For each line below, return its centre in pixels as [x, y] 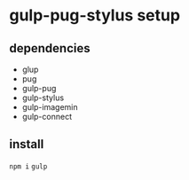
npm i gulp [28, 166]
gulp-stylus [43, 98]
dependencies [50, 48]
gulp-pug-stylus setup [94, 16]
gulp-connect [47, 117]
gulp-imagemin [50, 107]
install [27, 144]
